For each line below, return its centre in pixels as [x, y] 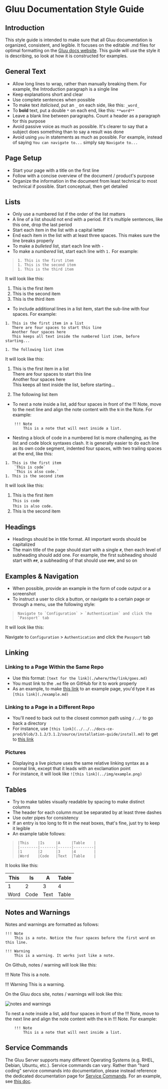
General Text [25, 72]
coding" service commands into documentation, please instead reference [81, 1070]
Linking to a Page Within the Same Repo [54, 667]
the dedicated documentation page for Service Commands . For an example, [83, 1076]
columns [21, 807]
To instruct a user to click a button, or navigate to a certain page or [81, 599]
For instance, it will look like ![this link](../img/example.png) [77, 774]
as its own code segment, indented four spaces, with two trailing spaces [87, 448]
